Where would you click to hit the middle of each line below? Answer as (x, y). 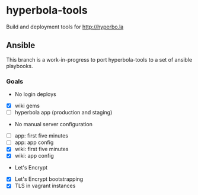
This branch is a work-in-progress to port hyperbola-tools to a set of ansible (99, 59)
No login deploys (35, 94)
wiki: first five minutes (41, 149)
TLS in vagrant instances (45, 186)
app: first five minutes (41, 136)
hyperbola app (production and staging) (63, 113)
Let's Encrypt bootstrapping (49, 179)
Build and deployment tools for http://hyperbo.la (65, 27)
